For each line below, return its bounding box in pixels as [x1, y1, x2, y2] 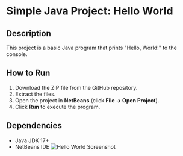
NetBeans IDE [14, 143, 50, 150]
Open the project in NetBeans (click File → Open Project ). [14, 96, 160, 104]
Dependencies [6, 120, 62, 131]
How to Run [6, 68, 51, 78]
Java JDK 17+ [14, 137, 49, 144]
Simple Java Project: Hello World [6, 4, 173, 18]
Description [6, 28, 51, 39]
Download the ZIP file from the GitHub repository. [14, 84, 138, 91]
